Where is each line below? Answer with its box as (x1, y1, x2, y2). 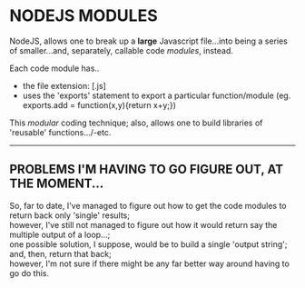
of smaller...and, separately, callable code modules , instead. (9, 45, 234, 55)
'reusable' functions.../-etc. (9, 126, 112, 137)
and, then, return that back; (9, 248, 112, 259)
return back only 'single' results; (9, 210, 130, 221)
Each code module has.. (9, 63, 100, 74)
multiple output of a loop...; (9, 229, 111, 240)
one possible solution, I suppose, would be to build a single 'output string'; (9, 238, 288, 250)
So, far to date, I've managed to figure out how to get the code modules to (9, 200, 287, 211)
